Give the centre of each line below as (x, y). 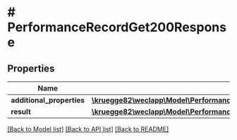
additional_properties (48, 100)
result (21, 112)
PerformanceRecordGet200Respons (117, 27)
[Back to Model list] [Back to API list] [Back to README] (88, 129)
